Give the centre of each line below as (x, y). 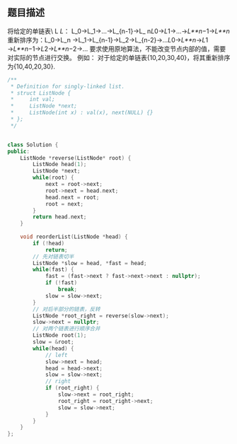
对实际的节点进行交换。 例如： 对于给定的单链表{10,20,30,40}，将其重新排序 (119, 57)
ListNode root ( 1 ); (60, 335)
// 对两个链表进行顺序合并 (67, 329)
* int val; (33, 100)
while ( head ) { (53, 349)
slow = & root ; (53, 342)
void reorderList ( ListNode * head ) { (74, 237)
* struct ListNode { (41, 93)
